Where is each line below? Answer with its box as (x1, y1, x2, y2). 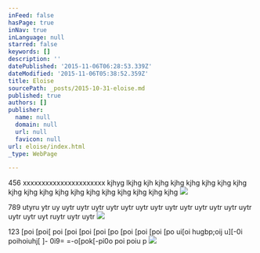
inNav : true (8, 26, 47, 34)
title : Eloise (8, 77, 55, 85)
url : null (15, 128, 47, 136)
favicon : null (15, 135, 61, 143)
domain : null (15, 121, 58, 128)
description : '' (8, 56, 61, 63)
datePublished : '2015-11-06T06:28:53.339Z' (8, 63, 153, 70)
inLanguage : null (8, 33, 65, 42)
